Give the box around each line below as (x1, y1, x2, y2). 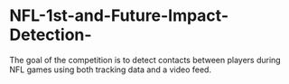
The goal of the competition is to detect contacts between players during (9, 54, 282, 65)
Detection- (9, 24, 92, 45)
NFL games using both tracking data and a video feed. (9, 64, 212, 75)
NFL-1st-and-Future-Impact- (9, 5, 228, 26)
